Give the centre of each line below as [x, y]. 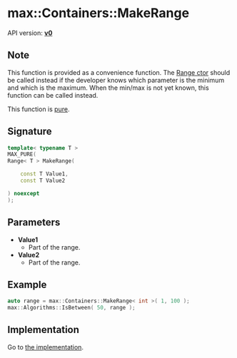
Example [27, 284]
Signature [30, 132]
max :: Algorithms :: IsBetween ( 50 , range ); [71, 308]
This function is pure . [39, 109]
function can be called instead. [53, 95]
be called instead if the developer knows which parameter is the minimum [116, 80]
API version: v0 [30, 33]
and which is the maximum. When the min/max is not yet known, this [108, 88]
